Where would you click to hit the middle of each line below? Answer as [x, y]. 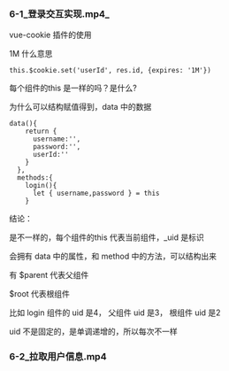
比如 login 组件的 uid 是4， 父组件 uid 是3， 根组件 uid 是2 [115, 313]
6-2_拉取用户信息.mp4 [58, 357]
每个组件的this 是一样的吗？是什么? [73, 88]
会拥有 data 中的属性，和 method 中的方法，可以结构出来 [113, 256]
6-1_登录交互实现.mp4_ [60, 13]
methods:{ [35, 178]
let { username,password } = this [96, 193]
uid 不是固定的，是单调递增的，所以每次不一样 [94, 332]
